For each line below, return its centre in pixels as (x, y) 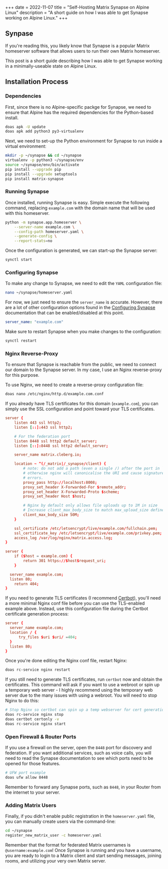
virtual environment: (26, 146)
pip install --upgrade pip (33, 169)
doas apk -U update (25, 127)
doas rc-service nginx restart (38, 670)
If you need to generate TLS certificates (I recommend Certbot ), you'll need (83, 598)
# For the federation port (42, 436)
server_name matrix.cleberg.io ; (48, 455)
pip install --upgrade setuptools (41, 174)
